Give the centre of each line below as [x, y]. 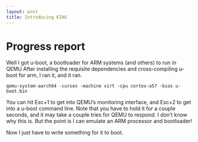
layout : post [22, 12]
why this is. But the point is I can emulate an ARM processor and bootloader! [99, 121]
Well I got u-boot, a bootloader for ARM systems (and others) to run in [91, 63]
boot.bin [17, 91]
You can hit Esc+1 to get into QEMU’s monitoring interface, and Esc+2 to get [98, 102]
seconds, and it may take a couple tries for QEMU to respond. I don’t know [97, 115]
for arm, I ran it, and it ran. [50, 75]
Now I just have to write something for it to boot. [65, 133]
